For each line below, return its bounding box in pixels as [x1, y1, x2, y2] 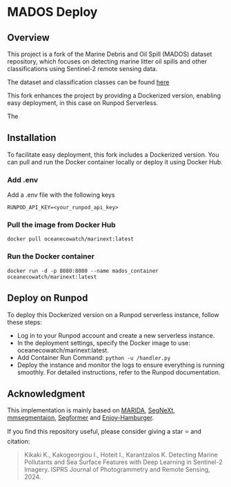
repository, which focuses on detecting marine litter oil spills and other [7, 57, 208, 66]
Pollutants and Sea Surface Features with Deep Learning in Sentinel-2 [23, 458, 223, 466]
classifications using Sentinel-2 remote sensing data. [7, 65, 158, 73]
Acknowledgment [7, 388, 86, 399]
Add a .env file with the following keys [7, 191, 115, 199]
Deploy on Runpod [7, 292, 88, 304]
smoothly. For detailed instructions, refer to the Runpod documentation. [17, 367, 221, 376]
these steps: [7, 318, 43, 326]
